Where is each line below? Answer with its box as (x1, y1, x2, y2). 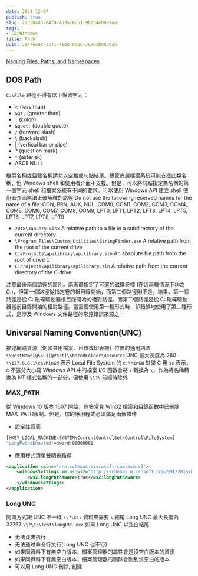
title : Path (6, 36, 35, 42)
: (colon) (14, 116, 37, 123)
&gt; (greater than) (14, 109, 61, 116)
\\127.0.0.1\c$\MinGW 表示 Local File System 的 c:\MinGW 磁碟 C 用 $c (6, 359, 175, 366)
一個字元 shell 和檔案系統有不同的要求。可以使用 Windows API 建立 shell (6, 187, 182, 194)
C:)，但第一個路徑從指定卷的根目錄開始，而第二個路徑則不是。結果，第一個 (6, 288, 189, 295)
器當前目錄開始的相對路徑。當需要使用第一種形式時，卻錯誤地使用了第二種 (6, 302, 187, 310)
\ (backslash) (14, 134, 48, 142)
